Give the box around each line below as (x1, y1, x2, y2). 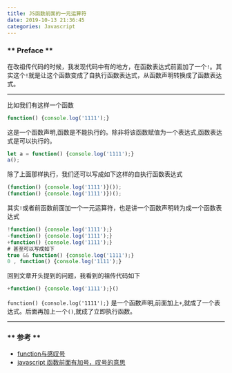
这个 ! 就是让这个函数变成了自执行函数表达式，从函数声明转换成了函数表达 (12, 70, 222, 79)
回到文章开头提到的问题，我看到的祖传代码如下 (7, 271, 140, 280)
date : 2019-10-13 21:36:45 (7, 17, 85, 23)
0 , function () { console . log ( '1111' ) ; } (7, 258, 122, 265)
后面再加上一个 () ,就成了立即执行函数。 (25, 307, 137, 316)
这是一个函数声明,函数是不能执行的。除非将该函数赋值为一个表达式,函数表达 (7, 128, 223, 136)
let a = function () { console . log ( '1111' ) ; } (7, 150, 135, 157)
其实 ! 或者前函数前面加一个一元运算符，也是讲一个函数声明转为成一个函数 (7, 204, 216, 212)
